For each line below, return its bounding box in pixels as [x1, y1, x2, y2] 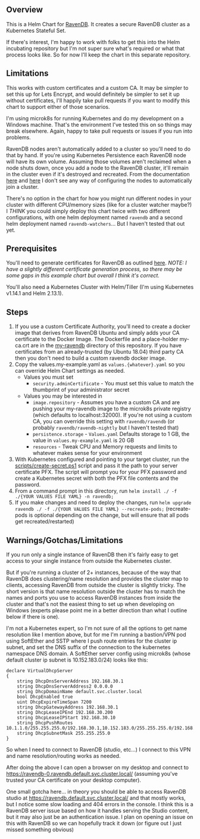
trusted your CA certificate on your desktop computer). [6, 776, 142, 784]
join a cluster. [6, 183, 39, 190]
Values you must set [23, 373, 74, 380]
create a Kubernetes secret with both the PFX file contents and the [14, 475, 179, 482]
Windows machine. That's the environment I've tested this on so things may [6, 121, 192, 128]
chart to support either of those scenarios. [6, 103, 110, 110]
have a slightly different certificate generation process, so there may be [6, 266, 183, 273]
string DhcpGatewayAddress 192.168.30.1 [17, 704, 118, 710]
